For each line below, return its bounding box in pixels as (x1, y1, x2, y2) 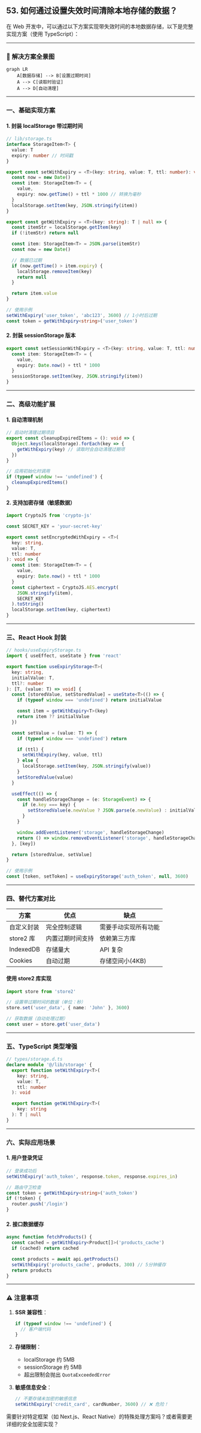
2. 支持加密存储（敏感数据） (6, 499, 76, 506)
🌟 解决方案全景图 (6, 52, 55, 61)
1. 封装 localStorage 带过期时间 (6, 122, 83, 129)
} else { (17, 758, 39, 764)
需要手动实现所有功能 (99, 923, 160, 932)
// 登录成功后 (6, 1168, 37, 1174)
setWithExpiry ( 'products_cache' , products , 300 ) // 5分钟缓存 (11, 1261, 166, 1268)
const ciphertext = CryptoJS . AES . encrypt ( (11, 584, 119, 590)
